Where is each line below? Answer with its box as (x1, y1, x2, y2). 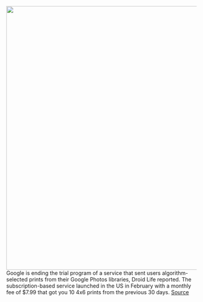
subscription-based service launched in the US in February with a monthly (6, 282, 192, 289)
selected (6, 276, 28, 283)
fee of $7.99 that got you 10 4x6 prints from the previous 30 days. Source (6, 289, 189, 295)
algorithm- (162, 269, 188, 277)
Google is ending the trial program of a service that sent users (6, 269, 161, 277)
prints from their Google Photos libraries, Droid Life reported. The (29, 276, 192, 283)
